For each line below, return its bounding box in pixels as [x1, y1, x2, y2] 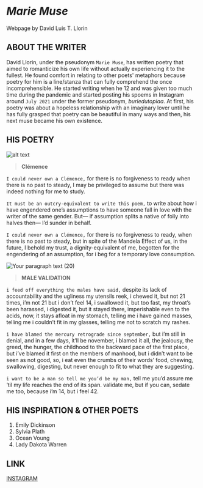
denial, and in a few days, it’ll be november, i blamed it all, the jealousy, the [6, 336, 194, 344]
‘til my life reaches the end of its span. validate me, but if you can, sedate [6, 381, 190, 388]
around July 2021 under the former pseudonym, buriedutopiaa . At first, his [6, 97, 194, 105]
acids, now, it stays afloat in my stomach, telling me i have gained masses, [6, 312, 193, 319]
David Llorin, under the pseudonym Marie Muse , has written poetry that [6, 58, 184, 65]
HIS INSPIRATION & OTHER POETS [6, 405, 139, 415]
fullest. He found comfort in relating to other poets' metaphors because [6, 72, 186, 79]
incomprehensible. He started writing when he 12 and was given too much [6, 84, 193, 92]
